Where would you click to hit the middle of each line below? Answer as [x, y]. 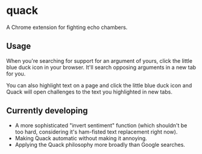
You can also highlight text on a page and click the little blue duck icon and [99, 85]
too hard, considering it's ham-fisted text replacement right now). [96, 132]
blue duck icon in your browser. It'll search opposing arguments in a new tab [101, 67]
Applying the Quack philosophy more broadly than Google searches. [100, 144]
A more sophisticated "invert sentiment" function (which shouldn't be [101, 125]
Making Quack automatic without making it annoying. [81, 138]
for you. [16, 74]
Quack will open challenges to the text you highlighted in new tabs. [90, 92]
